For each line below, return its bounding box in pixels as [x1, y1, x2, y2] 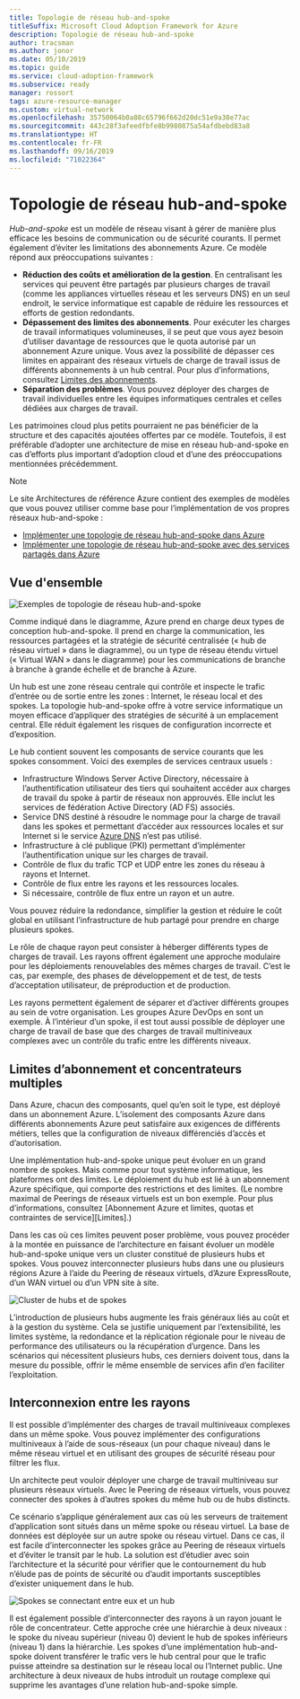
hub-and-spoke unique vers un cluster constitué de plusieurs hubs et [9, 1249, 266, 1260]
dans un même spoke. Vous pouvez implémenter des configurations [9, 1429, 261, 1439]
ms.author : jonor [9, 47, 74, 56]
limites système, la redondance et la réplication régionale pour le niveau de [9, 1331, 286, 1342]
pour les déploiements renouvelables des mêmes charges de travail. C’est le [9, 961, 291, 972]
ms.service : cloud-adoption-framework [9, 72, 154, 81]
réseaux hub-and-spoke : [9, 513, 104, 524]
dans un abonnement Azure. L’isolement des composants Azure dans [9, 1109, 266, 1120]
